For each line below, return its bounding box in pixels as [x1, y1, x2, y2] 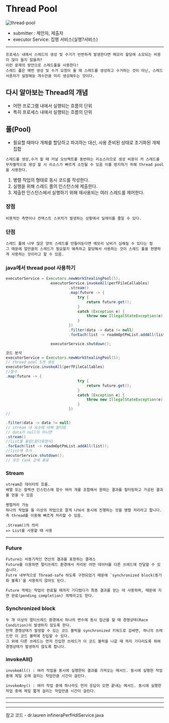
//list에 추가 [6, 448, 32, 453]
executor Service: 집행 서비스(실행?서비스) [13, 36, 98, 42]
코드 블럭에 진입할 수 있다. [20, 633, 70, 638]
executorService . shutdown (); [50, 341, 112, 346]
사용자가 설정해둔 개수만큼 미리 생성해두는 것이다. [6, 73, 95, 78]
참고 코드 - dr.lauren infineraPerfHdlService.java [6, 712, 104, 718]
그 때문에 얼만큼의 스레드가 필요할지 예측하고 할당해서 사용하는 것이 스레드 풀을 [6, 247, 148, 252]
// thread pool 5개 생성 [6, 360, 55, 365]
